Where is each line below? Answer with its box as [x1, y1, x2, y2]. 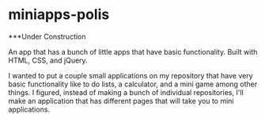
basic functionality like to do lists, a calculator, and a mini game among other [8, 79, 258, 89]
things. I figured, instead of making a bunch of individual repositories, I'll [8, 87, 244, 97]
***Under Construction [8, 32, 86, 41]
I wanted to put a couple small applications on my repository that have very [8, 71, 253, 80]
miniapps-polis [8, 6, 110, 24]
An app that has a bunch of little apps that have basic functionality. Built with [8, 47, 258, 56]
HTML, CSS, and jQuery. [8, 55, 89, 65]
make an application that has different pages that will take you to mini [8, 96, 234, 105]
